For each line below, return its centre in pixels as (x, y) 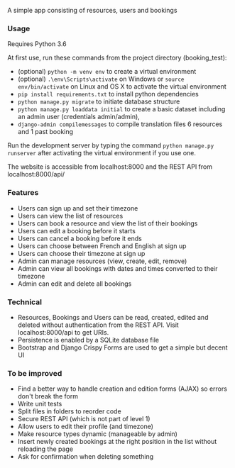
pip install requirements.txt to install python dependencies (108, 94)
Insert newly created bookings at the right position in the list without (117, 442)
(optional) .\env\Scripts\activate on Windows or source (101, 79)
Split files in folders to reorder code (70, 411)
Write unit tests (40, 404)
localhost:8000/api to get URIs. (63, 332)
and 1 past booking (45, 132)
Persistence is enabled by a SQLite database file (88, 340)
